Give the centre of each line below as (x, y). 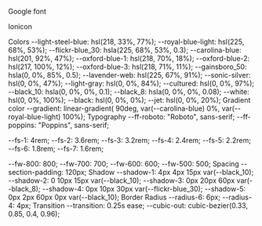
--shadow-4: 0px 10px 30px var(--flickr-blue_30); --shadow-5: (144, 189)
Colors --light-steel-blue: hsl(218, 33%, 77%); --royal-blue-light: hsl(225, (126, 42)
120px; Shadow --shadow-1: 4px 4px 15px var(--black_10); (160, 172)
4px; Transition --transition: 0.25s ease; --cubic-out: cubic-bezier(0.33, (133, 206)
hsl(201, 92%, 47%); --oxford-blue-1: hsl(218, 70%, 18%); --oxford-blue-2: (129, 58)
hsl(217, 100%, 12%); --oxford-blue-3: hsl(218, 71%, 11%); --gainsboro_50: (127, 67)
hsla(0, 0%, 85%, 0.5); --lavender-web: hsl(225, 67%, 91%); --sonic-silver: (129, 75)
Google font (27, 11)
